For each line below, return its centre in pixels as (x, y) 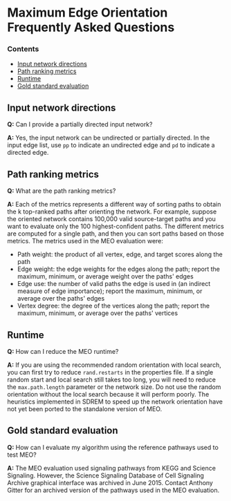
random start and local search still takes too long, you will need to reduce (112, 379)
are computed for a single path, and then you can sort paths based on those (116, 234)
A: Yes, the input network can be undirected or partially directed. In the (109, 138)
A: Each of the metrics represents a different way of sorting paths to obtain (114, 205)
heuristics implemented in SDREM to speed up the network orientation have (115, 401)
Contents (23, 49)
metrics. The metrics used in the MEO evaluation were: (85, 241)
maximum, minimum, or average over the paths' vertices (98, 313)
